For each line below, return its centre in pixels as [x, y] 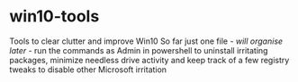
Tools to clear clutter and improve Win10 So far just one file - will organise [146, 41]
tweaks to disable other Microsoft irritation [88, 70]
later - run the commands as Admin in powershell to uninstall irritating [139, 50]
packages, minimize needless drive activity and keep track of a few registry [149, 60]
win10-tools [54, 16]
